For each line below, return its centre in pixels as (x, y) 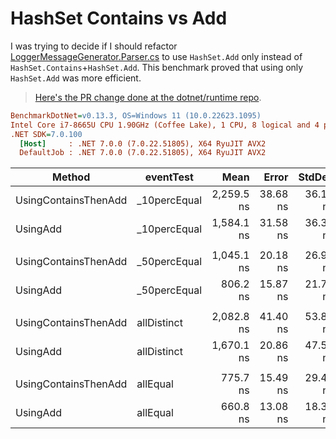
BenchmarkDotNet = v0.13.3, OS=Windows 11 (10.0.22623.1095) (136, 115)
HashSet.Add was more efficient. (76, 78)
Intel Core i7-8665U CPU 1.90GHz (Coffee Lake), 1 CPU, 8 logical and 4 (165, 125)
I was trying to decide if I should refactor (94, 46)
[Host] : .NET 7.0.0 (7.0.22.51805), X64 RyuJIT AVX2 (143, 143)
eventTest (169, 177)
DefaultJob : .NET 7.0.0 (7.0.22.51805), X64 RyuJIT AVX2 (143, 153)
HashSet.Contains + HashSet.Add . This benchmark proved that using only (157, 67)
